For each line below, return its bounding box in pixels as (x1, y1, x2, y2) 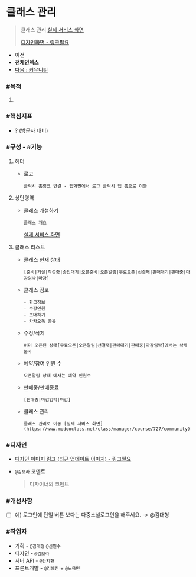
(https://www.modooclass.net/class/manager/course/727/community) (23, 426, 191, 432)
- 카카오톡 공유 (23, 318, 56, 324)
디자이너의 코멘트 (29, 480, 70, 488)
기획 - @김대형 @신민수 (14, 542, 61, 549)
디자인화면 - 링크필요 (20, 39, 70, 46)
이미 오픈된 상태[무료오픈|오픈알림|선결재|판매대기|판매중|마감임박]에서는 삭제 (23, 342, 188, 348)
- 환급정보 (23, 299, 45, 305)
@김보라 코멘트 (14, 468, 46, 475)
